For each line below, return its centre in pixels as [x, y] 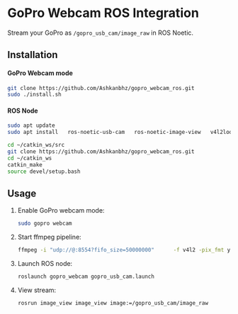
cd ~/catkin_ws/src [36, 145]
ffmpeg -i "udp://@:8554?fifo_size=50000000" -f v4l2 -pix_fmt [121, 250]
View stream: [37, 290]
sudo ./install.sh [34, 95]
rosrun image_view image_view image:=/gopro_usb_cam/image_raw [113, 303]
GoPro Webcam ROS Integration [103, 13]
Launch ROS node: [45, 264]
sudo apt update [31, 125]
